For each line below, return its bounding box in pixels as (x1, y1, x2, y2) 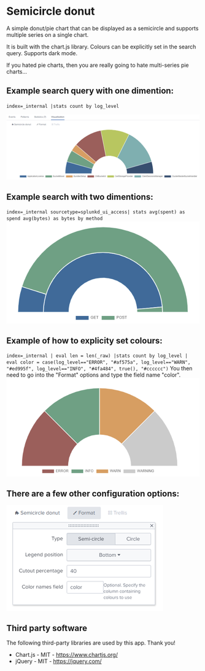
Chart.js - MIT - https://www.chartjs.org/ (15, 651, 118, 659)
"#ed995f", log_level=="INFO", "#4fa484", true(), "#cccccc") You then (6, 365, 193, 372)
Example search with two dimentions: (6, 191, 153, 202)
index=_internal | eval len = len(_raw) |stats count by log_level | (6, 353, 188, 359)
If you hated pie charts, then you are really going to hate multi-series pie (6, 61, 189, 69)
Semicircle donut (6, 4, 95, 18)
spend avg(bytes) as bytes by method (6, 216, 103, 222)
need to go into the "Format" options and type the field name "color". (6, 371, 181, 378)
